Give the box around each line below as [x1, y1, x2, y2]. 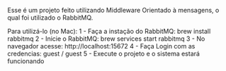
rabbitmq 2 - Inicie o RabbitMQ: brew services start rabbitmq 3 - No [7, 34, 205, 43]
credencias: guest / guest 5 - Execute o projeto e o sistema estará [7, 49, 200, 58]
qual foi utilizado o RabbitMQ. [7, 13, 94, 22]
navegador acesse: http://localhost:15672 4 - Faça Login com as [7, 42, 196, 50]
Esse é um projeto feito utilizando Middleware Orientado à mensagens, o [7, 6, 220, 14]
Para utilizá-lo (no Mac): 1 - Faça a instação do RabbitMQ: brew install [7, 27, 211, 35]
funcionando [7, 57, 45, 65]
